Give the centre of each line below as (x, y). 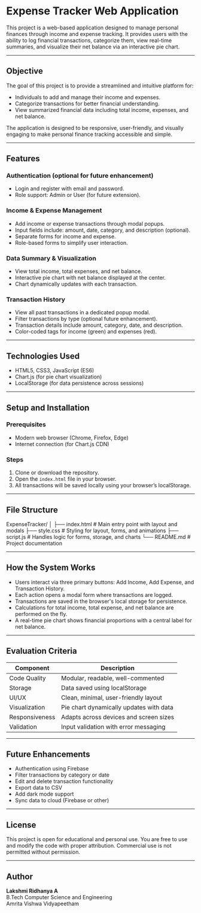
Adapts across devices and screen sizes (118, 717)
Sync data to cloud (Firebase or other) (62, 800)
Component (32, 668)
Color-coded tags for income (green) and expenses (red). (86, 332)
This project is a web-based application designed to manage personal (92, 28)
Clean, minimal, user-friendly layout (112, 697)
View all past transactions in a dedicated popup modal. (83, 313)
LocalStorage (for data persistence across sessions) (79, 383)
